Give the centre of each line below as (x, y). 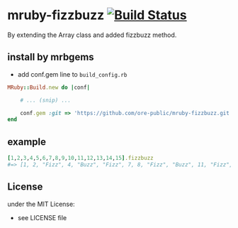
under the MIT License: (41, 204)
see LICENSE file (42, 217)
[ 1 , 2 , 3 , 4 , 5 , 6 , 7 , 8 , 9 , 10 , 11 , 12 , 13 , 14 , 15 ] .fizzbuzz (80, 158)
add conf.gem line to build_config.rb (72, 74)
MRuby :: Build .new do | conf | (49, 87)
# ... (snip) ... (46, 100)
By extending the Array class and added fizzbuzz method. (92, 35)
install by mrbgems (51, 57)
